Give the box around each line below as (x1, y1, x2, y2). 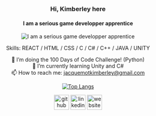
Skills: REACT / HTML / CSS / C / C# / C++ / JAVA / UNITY (6, 44, 150, 52)
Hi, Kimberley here (50, 5, 106, 13)
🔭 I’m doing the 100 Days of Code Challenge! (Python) (11, 56, 145, 63)
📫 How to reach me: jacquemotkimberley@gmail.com (11, 69, 145, 77)
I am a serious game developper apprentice (23, 20, 133, 27)
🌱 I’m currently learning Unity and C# (32, 62, 124, 70)
